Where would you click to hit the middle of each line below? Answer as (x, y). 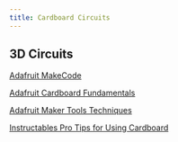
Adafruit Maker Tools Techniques (71, 111)
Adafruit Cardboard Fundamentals (72, 93)
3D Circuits (41, 54)
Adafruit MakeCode (46, 75)
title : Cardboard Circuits (60, 18)
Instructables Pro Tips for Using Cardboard (89, 128)
